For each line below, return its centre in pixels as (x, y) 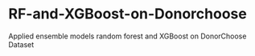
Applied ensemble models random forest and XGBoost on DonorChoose (127, 36)
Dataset (21, 44)
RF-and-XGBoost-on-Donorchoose (127, 14)
